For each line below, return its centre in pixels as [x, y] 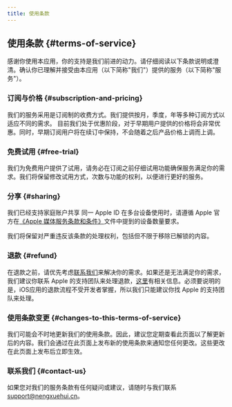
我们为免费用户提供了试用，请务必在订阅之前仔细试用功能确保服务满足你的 [113, 168]
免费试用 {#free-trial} [43, 152]
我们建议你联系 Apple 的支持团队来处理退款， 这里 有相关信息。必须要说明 [111, 280]
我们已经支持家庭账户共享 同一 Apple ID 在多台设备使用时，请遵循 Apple [110, 212]
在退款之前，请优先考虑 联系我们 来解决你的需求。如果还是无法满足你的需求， [116, 272]
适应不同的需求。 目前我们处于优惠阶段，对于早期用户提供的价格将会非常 [111, 123]
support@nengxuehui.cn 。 [46, 396]
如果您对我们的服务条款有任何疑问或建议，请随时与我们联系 [92, 388]
